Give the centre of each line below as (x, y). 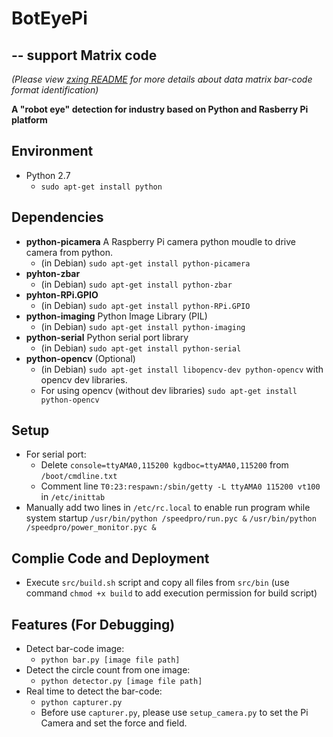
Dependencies (57, 217)
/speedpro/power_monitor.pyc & (91, 528)
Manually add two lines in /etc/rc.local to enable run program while (168, 508)
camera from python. (69, 252)
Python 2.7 (48, 175)
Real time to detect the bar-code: (94, 691)
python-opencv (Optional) (80, 358)
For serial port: (56, 454)
